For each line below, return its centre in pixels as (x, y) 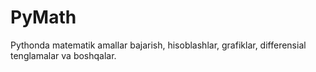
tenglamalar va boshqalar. (63, 55)
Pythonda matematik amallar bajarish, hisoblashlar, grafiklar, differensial (158, 45)
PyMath (43, 17)
